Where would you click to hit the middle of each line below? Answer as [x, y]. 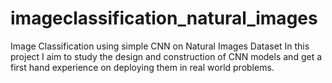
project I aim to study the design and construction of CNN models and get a [166, 56]
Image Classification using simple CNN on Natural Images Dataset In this [160, 46]
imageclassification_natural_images [164, 18]
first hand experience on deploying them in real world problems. [142, 67]
